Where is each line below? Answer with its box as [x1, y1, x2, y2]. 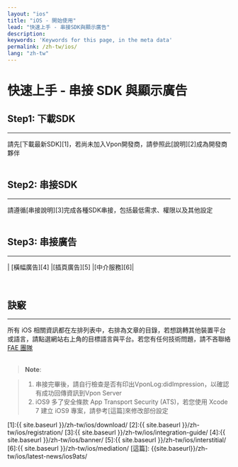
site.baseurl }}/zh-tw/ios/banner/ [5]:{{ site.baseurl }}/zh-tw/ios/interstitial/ [7, 436, 227, 444]
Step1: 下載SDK [7, 113, 76, 125]
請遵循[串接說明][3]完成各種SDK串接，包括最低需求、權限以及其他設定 [7, 206, 213, 214]
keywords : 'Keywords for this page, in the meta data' [7, 37, 173, 44]
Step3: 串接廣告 [7, 236, 77, 248]
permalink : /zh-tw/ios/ [7, 43, 78, 50]
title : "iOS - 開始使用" [7, 17, 76, 24]
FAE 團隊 [7, 344, 33, 352]
